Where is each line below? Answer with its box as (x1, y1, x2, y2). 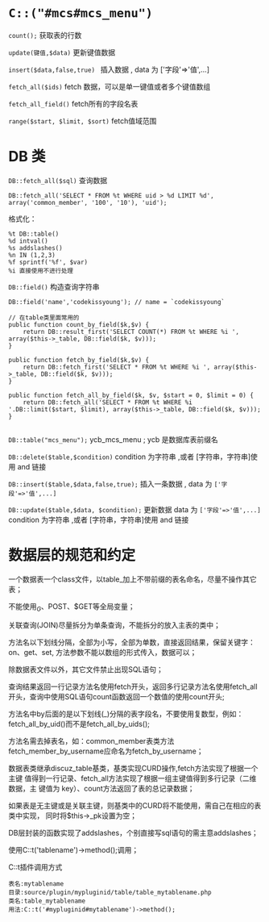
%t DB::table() (8, 230, 60, 238)
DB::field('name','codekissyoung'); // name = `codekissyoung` (8, 298, 226, 306)
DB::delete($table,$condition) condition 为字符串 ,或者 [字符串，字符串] (8, 452, 251, 461)
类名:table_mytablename (8, 897, 86, 905)
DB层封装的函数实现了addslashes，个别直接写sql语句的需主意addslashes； (8, 828, 259, 837)
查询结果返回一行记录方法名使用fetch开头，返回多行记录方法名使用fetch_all (8, 682, 258, 691)
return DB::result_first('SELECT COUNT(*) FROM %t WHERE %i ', (23, 327, 240, 336)
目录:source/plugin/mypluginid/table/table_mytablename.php (8, 888, 212, 896)
